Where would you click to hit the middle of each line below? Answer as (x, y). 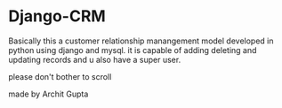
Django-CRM (57, 16)
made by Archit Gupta (48, 94)
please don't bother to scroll (60, 76)
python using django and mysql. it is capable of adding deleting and (133, 50)
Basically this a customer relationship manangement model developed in (141, 41)
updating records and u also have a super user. (95, 59)
